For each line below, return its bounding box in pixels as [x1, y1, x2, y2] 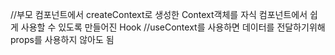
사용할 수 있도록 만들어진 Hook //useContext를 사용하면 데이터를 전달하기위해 [20, 21, 326, 33]
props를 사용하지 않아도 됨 [10, 34, 115, 45]
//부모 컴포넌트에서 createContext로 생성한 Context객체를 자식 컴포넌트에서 [10, 9, 308, 20]
